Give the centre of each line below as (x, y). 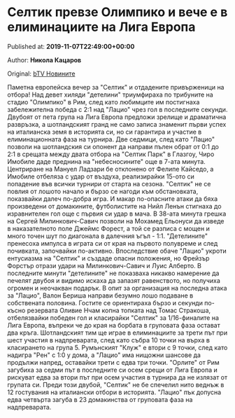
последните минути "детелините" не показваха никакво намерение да (113, 273)
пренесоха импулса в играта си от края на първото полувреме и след (113, 243)
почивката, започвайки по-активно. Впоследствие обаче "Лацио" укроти (117, 251)
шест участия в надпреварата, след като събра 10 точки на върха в (108, 340)
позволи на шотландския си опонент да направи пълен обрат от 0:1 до (113, 146)
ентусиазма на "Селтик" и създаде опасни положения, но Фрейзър (108, 258)
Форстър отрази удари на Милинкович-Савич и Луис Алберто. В (104, 265)
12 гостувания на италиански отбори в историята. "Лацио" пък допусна (114, 392)
